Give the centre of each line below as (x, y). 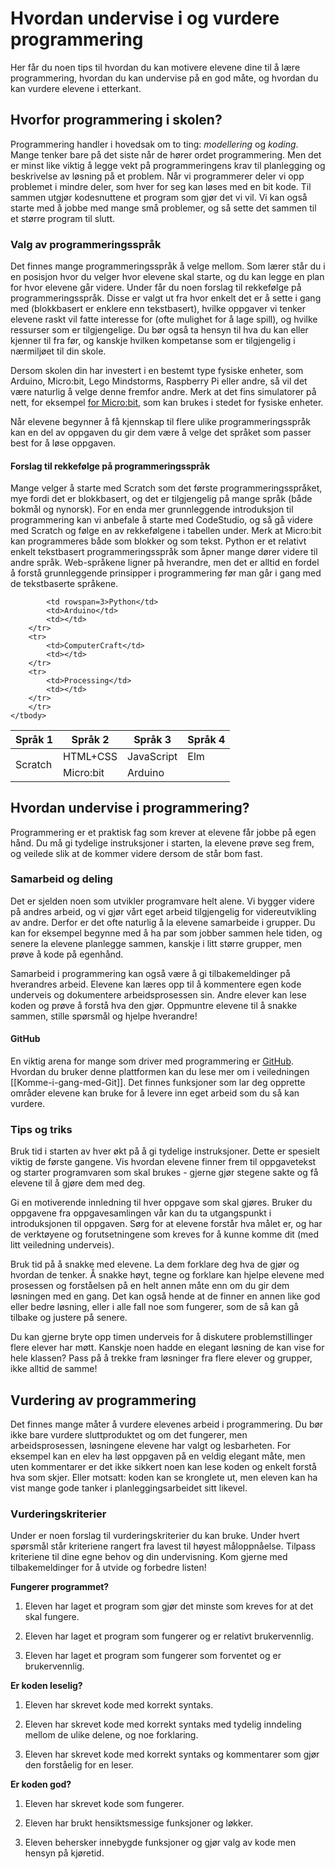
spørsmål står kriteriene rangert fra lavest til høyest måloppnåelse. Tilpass (163, 1546)
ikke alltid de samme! (54, 1369)
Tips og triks (41, 1129)
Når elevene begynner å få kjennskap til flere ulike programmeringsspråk (161, 422)
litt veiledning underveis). (62, 1245)
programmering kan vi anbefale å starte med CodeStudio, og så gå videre (162, 520)
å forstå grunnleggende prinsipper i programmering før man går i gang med (166, 573)
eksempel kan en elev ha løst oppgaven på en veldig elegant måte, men (158, 1456)
